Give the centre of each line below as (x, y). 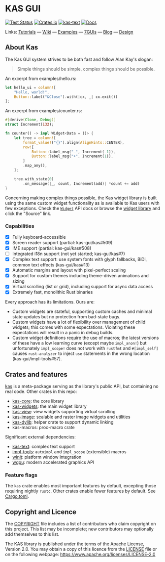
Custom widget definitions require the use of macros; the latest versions (85, 338)
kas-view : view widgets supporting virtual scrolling (64, 412)
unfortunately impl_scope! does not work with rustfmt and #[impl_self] (85, 348)
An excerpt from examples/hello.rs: (41, 78)
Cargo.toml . (17, 496)
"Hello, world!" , (32, 92)
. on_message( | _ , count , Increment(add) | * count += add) (81, 183)
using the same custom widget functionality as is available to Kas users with (82, 203)
